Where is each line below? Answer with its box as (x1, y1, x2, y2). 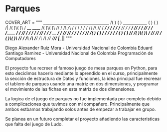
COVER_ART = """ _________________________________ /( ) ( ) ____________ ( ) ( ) (5, 19, 159, 25)
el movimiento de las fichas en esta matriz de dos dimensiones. (5, 86, 136, 92)
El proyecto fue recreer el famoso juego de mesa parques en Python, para (5, 65, 158, 71)
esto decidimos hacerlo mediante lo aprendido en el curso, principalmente (5, 70, 158, 76)
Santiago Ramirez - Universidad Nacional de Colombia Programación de (5, 50, 153, 56)
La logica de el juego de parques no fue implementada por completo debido (5, 95, 161, 102)
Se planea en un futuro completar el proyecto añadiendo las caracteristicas (5, 116, 160, 122)
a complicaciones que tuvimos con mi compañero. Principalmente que (5, 101, 150, 107)
